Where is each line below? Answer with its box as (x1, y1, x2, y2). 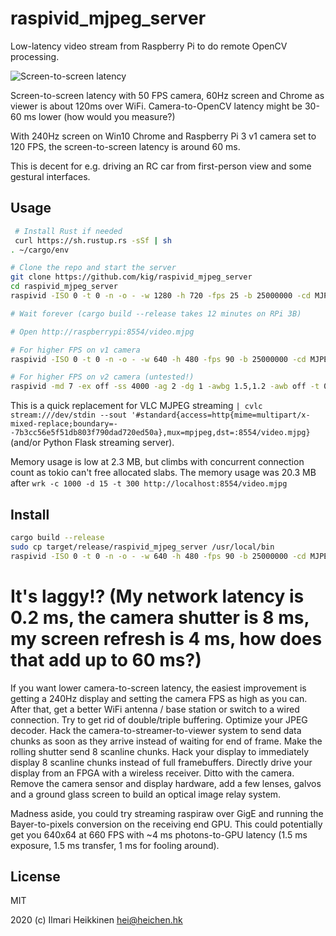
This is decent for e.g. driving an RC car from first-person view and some (10, 160, 312, 172)
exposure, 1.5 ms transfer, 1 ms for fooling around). (10, 839, 220, 851)
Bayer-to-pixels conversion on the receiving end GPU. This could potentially (10, 818, 323, 830)
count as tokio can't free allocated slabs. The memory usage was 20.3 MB (10, 467, 317, 479)
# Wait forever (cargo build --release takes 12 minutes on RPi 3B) (10, 308, 302, 319)
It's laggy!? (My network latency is (10, 585, 305, 607)
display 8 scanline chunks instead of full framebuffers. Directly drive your (10, 756, 313, 768)
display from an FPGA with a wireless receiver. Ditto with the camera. (10, 767, 295, 779)
